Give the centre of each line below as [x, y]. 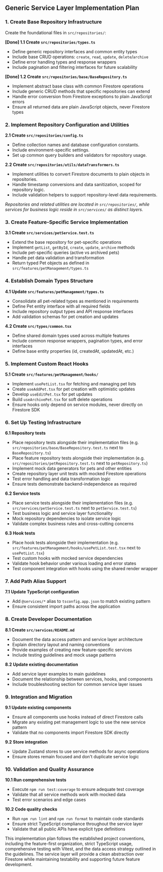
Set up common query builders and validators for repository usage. [79, 155]
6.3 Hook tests [20, 533]
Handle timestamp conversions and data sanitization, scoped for [77, 184]
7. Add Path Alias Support [36, 581]
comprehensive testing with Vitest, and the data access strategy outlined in [81, 849]
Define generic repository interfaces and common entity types [75, 51]
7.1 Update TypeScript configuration [42, 592]
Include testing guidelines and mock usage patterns [64, 655]
